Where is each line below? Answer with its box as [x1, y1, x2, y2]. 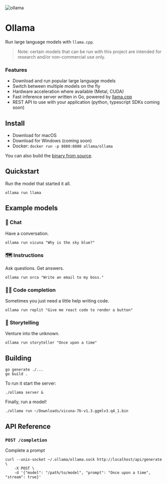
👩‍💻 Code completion [5, 286, 56, 293]
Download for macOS [12, 132, 57, 138]
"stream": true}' [5, 474, 41, 479]
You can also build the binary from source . [5, 153, 92, 159]
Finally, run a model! [5, 399, 47, 405]
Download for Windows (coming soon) [12, 138, 92, 144]
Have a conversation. [5, 230, 49, 236]
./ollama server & [5, 390, 43, 395]
